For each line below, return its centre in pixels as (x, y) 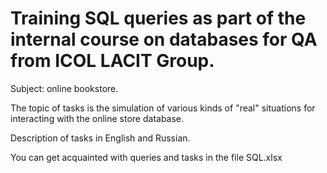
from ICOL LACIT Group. (112, 61)
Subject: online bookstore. (64, 88)
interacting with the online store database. (97, 118)
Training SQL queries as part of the (158, 18)
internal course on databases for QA (164, 39)
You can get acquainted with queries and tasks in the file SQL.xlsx (146, 157)
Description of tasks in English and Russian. (100, 138)
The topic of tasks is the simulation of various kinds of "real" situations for (163, 108)
